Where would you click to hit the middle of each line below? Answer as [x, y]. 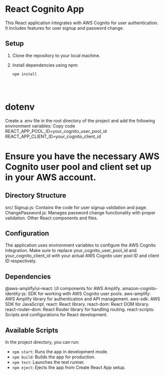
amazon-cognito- [140, 289]
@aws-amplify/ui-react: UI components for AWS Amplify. [63, 289]
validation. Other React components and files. [52, 218]
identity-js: [16, 294]
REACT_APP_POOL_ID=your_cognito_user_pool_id [56, 131]
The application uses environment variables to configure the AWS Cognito [81, 245]
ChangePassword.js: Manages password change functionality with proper [80, 212]
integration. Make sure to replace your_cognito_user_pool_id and [71, 250]
